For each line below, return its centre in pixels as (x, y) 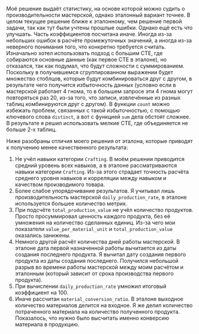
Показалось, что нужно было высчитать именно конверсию (92, 318)
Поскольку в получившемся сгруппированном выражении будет (90, 72)
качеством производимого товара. (60, 184)
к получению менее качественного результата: (67, 147)
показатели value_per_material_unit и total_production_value (94, 229)
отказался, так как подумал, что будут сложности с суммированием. (95, 66)
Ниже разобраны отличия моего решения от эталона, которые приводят (99, 141)
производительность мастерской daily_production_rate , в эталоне (101, 197)
